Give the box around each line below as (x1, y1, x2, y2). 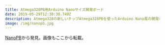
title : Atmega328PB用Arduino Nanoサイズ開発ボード (5, 7, 104, 12)
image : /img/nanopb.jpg (5, 21, 54, 26)
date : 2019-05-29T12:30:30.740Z (5, 12, 71, 17)
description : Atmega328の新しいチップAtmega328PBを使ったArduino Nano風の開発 (5, 16, 159, 21)
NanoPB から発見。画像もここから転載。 (5, 35, 86, 41)
